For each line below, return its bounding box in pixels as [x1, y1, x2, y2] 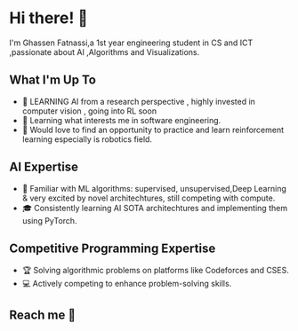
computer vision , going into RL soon [21, 106, 157, 116]
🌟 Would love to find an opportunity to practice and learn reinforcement [21, 124, 285, 135]
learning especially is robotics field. [21, 133, 153, 145]
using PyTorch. [21, 215, 77, 225]
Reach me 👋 [9, 307, 77, 322]
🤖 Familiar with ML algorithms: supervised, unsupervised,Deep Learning [21, 183, 286, 193]
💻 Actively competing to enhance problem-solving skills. [21, 279, 232, 289]
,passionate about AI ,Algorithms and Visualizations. [9, 46, 200, 57]
